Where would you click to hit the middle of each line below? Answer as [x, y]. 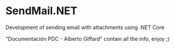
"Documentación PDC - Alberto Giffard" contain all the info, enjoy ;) [87, 39]
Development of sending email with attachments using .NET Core [85, 27]
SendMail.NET [42, 11]
